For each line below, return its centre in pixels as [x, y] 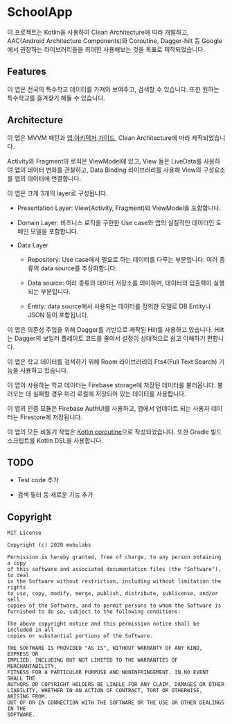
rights [17, 588]
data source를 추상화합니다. [79, 268]
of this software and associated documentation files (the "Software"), [114, 570]
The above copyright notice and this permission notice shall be [103, 624]
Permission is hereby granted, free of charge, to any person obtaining [114, 557]
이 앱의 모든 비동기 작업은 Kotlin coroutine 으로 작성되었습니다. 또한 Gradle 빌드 [115, 432]
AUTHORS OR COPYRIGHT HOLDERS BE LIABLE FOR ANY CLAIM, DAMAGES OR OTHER [116, 685]
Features [27, 72]
